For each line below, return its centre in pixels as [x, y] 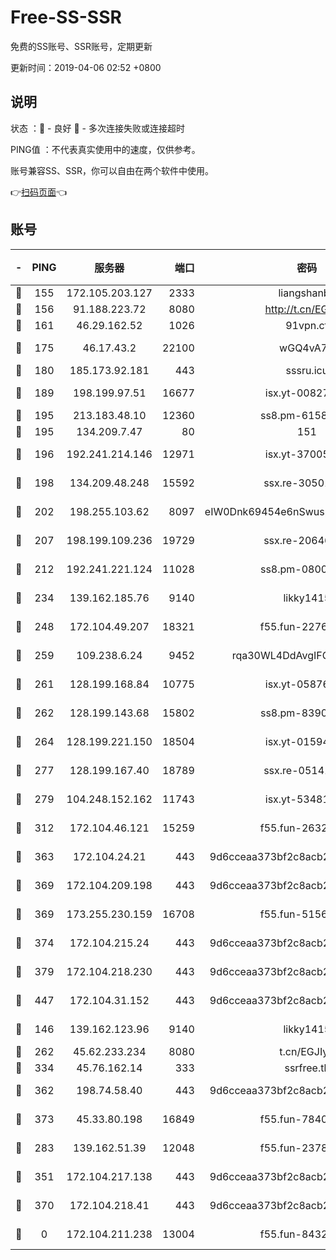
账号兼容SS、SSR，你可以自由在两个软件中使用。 [112, 170]
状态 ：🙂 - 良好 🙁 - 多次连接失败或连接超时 [97, 128]
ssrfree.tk [307, 1068]
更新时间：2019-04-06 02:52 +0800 [86, 67]
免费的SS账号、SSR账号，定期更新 [81, 46]
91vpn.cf [307, 325]
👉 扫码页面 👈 [39, 192]
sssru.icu [307, 370]
